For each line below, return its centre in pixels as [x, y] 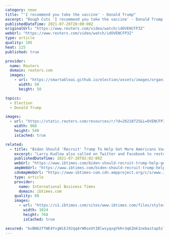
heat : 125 [16, 47]
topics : [13, 98]
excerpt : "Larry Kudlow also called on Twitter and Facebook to [83, 154]
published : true [22, 52]
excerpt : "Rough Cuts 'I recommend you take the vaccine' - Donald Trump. [85, 19]
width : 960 [26, 126]
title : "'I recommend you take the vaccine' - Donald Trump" [71, 15]
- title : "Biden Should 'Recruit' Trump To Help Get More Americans [83, 149]
